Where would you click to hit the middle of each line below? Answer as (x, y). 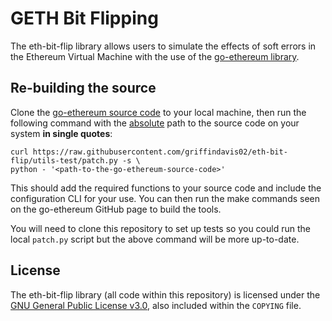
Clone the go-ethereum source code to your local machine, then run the (158, 112)
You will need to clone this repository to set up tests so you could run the (160, 228)
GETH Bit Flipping (84, 18)
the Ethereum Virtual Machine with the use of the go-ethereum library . (155, 56)
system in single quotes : (61, 133)
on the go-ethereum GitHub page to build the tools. (116, 209)
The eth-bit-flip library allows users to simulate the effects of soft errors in (163, 46)
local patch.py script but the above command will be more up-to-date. (155, 239)
